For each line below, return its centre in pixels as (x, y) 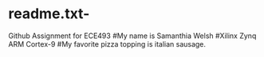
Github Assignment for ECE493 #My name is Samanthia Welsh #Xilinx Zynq (132, 36)
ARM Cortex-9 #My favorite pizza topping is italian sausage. (107, 44)
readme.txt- (49, 14)
